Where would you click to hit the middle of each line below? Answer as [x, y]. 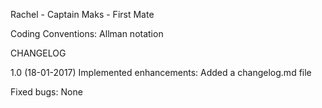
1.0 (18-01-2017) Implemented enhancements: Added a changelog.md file [161, 72]
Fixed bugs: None [46, 92]
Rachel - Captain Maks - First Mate [82, 14]
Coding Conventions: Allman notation [87, 33]
